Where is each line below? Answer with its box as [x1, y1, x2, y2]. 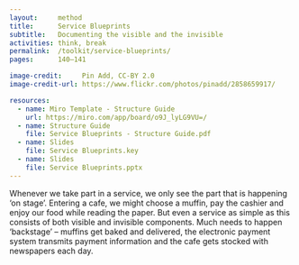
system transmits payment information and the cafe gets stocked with [9, 235, 268, 246]
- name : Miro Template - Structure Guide [17, 105, 176, 114]
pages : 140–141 [9, 55, 87, 64]
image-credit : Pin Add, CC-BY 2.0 [9, 71, 155, 81]
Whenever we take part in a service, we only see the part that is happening [9, 187, 288, 198]
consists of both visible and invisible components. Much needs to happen [9, 216, 283, 227]
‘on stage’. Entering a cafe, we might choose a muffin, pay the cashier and [9, 197, 284, 208]
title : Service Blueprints [9, 22, 131, 31]
